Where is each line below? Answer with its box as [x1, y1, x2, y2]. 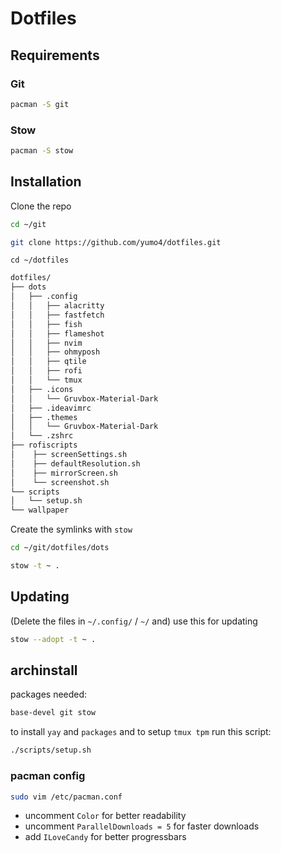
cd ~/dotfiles [10, 255, 70, 266]
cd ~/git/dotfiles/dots [10, 543, 110, 553]
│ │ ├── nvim [10, 338, 83, 348]
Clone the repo [10, 200, 72, 212]
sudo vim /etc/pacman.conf [10, 792, 123, 802]
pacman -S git [10, 99, 70, 109]
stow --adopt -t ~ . [10, 634, 97, 644]
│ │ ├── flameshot [10, 328, 105, 339]
